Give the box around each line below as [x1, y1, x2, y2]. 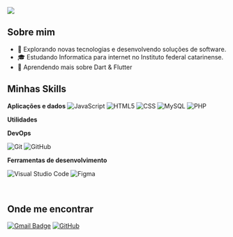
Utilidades [7, 115, 38, 124]
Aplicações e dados [7, 101, 66, 110]
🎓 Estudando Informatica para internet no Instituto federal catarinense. [17, 52, 224, 61]
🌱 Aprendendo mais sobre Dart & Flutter [17, 63, 133, 71]
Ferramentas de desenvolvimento [7, 156, 107, 164]
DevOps [7, 129, 31, 137]
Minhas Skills [7, 83, 67, 95]
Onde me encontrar [7, 203, 94, 215]
